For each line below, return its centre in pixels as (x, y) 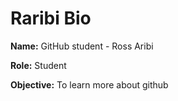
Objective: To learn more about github (89, 84)
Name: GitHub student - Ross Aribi (82, 46)
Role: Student (38, 65)
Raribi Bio (51, 18)
